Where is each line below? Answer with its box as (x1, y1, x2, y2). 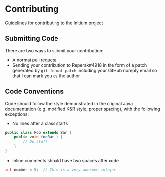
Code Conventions (5, 87, 64, 96)
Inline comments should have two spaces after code (12, 157, 119, 163)
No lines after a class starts (12, 120, 68, 126)
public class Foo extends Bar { (5, 130, 72, 135)
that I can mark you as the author (12, 73, 80, 79)
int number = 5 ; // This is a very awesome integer (5, 167, 116, 172)
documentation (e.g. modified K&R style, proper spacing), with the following (5, 106, 160, 112)
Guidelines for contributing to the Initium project (5, 20, 103, 26)
